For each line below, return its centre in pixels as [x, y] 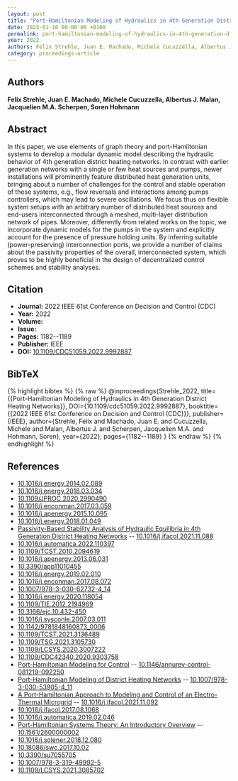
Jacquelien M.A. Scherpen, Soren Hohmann [73, 106]
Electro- [206, 694]
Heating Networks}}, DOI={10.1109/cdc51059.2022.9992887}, [97, 406]
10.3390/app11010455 [49, 566]
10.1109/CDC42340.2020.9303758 [68, 657]
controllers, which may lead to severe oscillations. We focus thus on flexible [118, 199]
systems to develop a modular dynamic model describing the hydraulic [110, 154]
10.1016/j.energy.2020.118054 [60, 596]
